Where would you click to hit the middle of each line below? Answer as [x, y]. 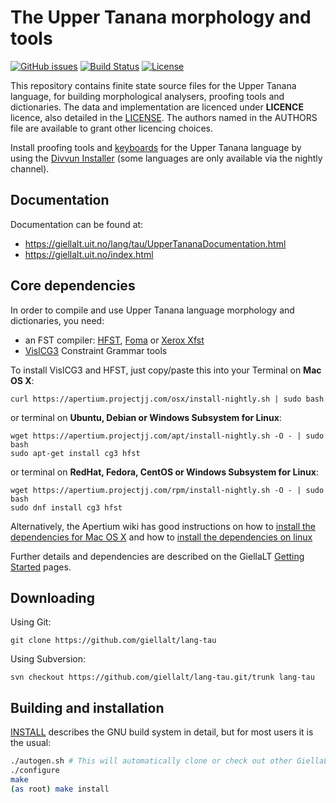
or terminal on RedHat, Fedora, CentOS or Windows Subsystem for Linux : [164, 472]
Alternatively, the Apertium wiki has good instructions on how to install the [163, 526]
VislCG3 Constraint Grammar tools [96, 350]
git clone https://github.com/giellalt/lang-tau [113, 641]
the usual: [31, 743]
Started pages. [41, 567]
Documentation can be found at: [77, 224]
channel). [30, 168]
